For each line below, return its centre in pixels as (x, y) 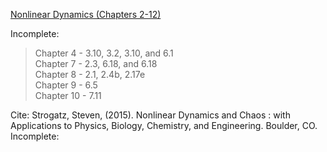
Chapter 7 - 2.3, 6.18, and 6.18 (96, 63)
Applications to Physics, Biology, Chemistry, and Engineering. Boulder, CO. (164, 125)
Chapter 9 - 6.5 (66, 85)
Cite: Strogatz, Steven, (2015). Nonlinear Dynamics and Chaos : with (150, 115)
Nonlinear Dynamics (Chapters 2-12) (86, 14)
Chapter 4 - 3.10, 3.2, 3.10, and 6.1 (104, 53)
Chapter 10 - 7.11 (68, 95)
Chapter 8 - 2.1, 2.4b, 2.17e (90, 74)
